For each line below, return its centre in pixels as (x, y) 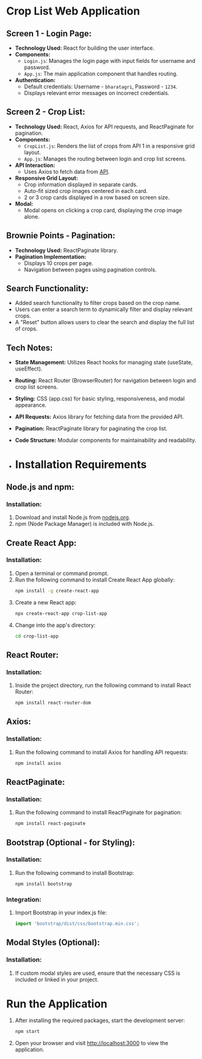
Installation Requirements (81, 465)
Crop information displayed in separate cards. (81, 184)
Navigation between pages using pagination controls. (90, 269)
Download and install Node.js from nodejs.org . (73, 517)
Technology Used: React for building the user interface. (85, 48)
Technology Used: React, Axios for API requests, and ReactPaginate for (104, 126)
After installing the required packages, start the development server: (100, 1020)
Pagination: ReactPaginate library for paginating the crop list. (91, 428)
